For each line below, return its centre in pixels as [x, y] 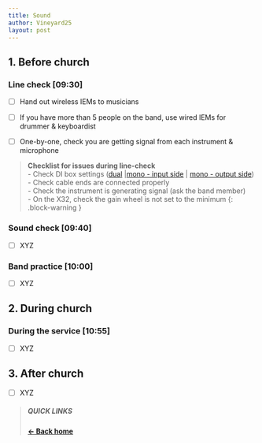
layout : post [30, 30]
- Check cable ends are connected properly [98, 183]
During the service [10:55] [59, 331]
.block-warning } [54, 208]
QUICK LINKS [50, 411]
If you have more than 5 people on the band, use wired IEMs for [123, 117]
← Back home [50, 431]
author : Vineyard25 [40, 23]
